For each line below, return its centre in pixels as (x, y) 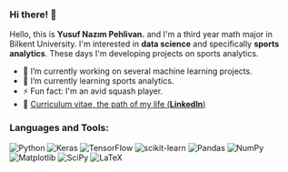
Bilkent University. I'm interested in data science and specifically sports (144, 44)
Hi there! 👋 (33, 15)
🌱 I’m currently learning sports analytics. (98, 81)
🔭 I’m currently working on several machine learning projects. (137, 71)
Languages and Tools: (59, 128)
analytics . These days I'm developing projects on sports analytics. (134, 54)
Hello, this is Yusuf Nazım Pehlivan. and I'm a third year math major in (141, 35)
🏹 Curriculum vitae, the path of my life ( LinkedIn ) (114, 105)
